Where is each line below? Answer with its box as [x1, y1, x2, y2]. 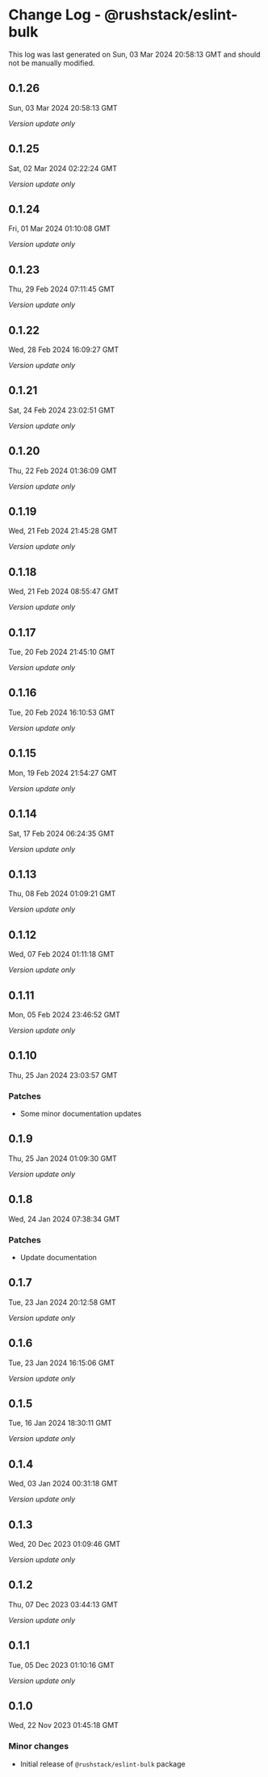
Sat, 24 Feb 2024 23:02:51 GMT [8, 405, 115, 415]
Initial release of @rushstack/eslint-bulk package [19, 1758, 186, 1769]
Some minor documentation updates [19, 1109, 142, 1119]
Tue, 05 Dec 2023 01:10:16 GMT [8, 1660, 115, 1670]
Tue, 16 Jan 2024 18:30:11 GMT [8, 1419, 112, 1428]
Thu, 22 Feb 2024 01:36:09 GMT [8, 466, 118, 476]
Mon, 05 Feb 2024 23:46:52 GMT [8, 1009, 121, 1019]
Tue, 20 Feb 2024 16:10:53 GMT [8, 707, 115, 717]
